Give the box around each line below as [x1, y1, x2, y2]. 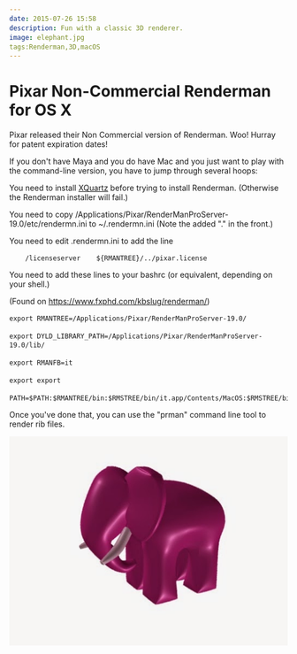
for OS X [9, 100, 72, 120]
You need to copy [9, 209, 73, 220]
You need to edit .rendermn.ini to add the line [9, 235, 174, 247]
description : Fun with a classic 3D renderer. [9, 23, 184, 33]
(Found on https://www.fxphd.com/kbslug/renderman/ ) [9, 296, 210, 307]
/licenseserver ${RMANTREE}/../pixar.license [25, 254, 208, 263]
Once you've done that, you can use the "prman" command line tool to [9, 410, 267, 420]
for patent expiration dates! [9, 139, 108, 150]
